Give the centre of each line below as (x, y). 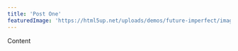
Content (19, 40)
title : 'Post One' (34, 14)
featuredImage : (30, 21)
